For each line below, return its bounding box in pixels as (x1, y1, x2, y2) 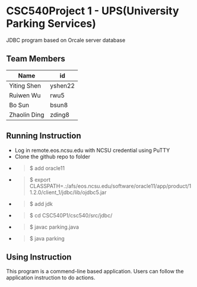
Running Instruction (6, 131, 81, 141)
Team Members (6, 54, 65, 64)
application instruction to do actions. (6, 274, 96, 281)
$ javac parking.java (29, 223, 79, 230)
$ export (29, 176, 51, 183)
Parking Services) (6, 17, 97, 30)
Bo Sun (9, 101, 30, 109)
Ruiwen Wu (9, 91, 41, 99)
